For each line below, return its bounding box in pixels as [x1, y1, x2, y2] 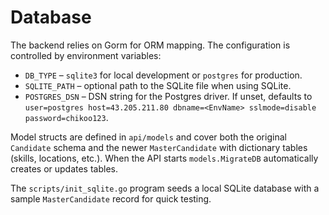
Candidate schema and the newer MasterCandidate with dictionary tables [10, 141, 308, 153]
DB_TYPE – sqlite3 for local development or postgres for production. [24, 69, 303, 81]
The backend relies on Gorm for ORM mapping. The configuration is [10, 39, 291, 51]
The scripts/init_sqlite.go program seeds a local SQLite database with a [10, 182, 320, 194]
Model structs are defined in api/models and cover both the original [10, 131, 287, 143]
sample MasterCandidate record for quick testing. [10, 192, 212, 205]
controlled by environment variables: [10, 49, 162, 61]
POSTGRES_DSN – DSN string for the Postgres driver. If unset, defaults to [24, 90, 313, 102]
